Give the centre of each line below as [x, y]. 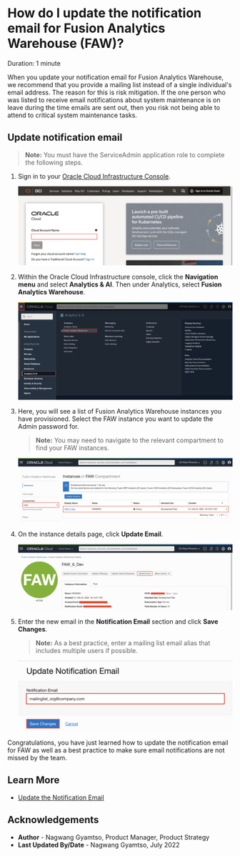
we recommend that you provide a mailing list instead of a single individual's [120, 84]
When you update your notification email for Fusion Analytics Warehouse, [115, 77]
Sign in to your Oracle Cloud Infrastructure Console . [94, 176]
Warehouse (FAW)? [66, 44]
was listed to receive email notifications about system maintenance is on [114, 100]
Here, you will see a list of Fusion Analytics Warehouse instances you [120, 412]
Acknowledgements [53, 820]
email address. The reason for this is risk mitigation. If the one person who [117, 92]
